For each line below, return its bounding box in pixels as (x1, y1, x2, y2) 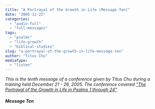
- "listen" (9, 62, 32, 67)
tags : (5, 30, 16, 35)
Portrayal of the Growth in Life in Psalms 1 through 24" (5, 87, 117, 93)
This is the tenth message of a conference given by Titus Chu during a (5, 76, 151, 82)
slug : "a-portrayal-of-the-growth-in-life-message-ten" (5, 49, 124, 54)
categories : (5, 16, 30, 21)
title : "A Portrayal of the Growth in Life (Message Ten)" (5, 7, 131, 12)
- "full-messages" (9, 26, 48, 31)
